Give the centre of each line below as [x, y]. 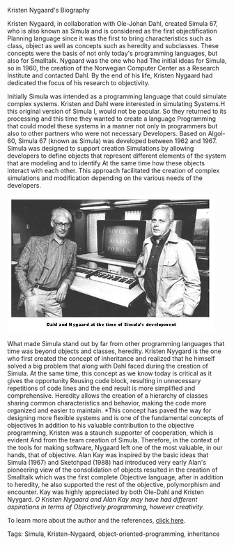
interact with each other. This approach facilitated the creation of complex [114, 171]
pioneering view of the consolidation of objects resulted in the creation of [112, 470]
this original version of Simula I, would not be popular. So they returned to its [117, 111]
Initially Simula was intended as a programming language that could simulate [117, 96]
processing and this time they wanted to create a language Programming [112, 119]
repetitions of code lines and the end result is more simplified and [101, 388]
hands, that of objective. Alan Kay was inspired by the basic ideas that [108, 455]
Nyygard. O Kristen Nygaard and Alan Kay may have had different [102, 499]
